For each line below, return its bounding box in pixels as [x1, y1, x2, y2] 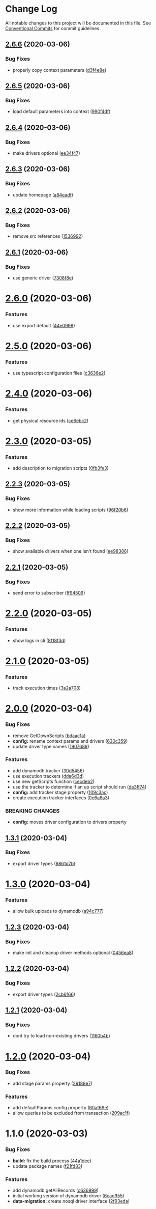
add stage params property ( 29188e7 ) [12, 1080, 93, 1086]
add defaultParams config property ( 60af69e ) [12, 1105, 109, 1111]
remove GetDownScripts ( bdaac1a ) [12, 733, 86, 739]
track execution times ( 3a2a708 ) [12, 685, 81, 691]
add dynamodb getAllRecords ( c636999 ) [12, 1187, 99, 1193]
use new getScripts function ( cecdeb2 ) [12, 778, 95, 784]
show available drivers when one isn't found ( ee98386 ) [12, 548, 129, 554]
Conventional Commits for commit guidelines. [5, 25, 101, 31]
